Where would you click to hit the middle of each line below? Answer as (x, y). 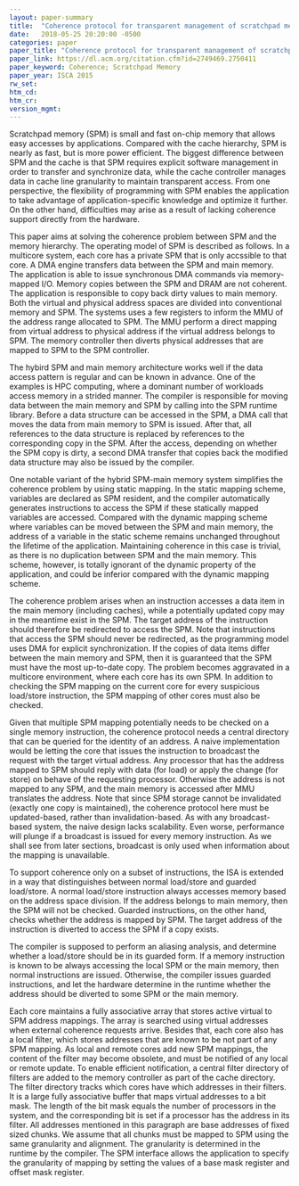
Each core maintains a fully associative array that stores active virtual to (141, 1011)
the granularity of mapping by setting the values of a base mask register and (149, 1163)
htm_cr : (24, 100)
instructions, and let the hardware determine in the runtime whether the (140, 984)
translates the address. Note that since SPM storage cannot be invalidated (145, 798)
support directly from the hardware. (75, 219)
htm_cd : (24, 92)
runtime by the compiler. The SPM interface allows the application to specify (149, 1153)
